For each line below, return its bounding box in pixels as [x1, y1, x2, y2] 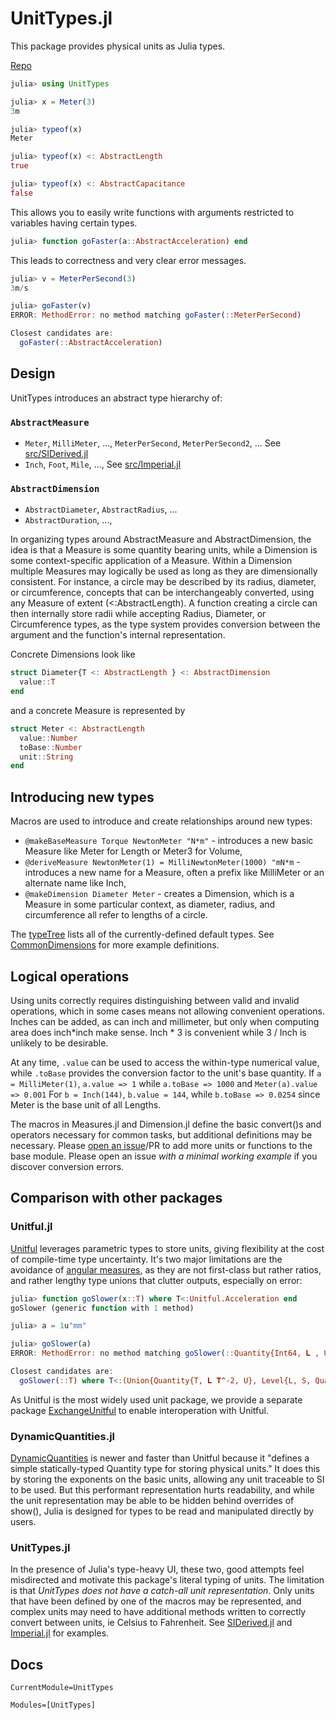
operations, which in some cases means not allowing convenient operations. [10, 1005, 326, 1017]
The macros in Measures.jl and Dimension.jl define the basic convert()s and [10, 1118, 322, 1130]
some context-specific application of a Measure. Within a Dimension [10, 555, 293, 567]
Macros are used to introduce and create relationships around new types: [10, 815, 313, 827]
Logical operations [10, 968, 130, 985]
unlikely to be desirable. [10, 1037, 109, 1049]
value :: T [19, 677, 56, 687]
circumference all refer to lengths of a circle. [24, 909, 208, 921]
